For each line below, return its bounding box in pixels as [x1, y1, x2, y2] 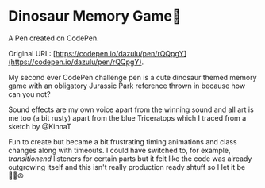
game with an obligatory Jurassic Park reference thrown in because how [8, 81, 246, 90]
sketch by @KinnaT [8, 121, 71, 131]
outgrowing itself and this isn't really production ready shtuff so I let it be [8, 162, 246, 171]
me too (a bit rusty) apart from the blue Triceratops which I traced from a [8, 113, 247, 122]
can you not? [8, 89, 51, 98]
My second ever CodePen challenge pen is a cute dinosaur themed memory [8, 72, 257, 82]
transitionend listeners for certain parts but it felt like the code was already [8, 154, 252, 163]
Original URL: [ [8, 48, 56, 58]
